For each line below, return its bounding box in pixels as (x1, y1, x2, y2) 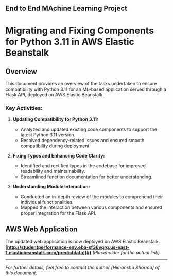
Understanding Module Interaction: (12, 183, 90, 189)
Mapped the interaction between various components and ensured (20, 204, 163, 211)
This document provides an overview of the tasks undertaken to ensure (5, 81, 157, 87)
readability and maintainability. (20, 168, 85, 174)
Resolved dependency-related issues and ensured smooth (20, 137, 145, 143)
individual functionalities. (20, 199, 74, 205)
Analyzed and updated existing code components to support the (20, 126, 158, 132)
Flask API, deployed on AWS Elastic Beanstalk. (5, 92, 104, 98)
